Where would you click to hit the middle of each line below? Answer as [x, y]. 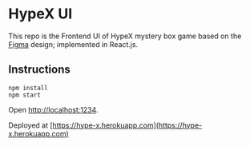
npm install [28, 88]
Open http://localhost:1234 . [53, 109]
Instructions [39, 70]
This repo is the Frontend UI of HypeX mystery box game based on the [125, 36]
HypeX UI [40, 14]
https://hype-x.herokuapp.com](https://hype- [127, 125]
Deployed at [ [31, 125]
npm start [25, 95]
